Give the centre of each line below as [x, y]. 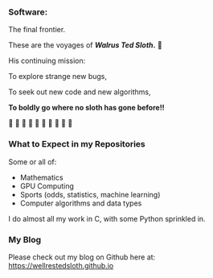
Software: [28, 12]
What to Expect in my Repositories [77, 144]
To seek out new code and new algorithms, [80, 92]
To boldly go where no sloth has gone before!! [86, 108]
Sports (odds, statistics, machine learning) [90, 194]
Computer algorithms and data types [81, 203]
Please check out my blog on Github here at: [82, 257]
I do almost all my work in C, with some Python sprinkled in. [107, 218]
